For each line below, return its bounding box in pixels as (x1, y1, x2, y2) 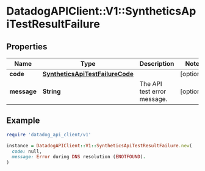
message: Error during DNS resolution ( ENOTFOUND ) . (12, 154, 146, 160)
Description (139, 60, 174, 68)
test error (139, 87, 167, 96)
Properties (6, 41, 48, 52)
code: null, (12, 148, 43, 155)
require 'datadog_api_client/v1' (6, 131, 92, 138)
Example (6, 116, 40, 126)
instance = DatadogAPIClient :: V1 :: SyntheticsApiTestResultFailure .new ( (6, 142, 192, 148)
